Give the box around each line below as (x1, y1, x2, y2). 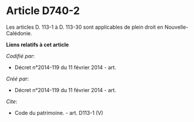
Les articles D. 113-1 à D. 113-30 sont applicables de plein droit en (6, 23, 164, 30)
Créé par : (6, 75, 29, 82)
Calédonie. (6, 29, 32, 36)
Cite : (6, 98, 18, 105)
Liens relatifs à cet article (6, 41, 69, 48)
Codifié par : (6, 52, 35, 59)
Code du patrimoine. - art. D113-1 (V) (14, 109, 104, 116)
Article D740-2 (6, 4, 80, 18)
